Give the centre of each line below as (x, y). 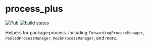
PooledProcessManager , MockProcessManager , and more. (61, 38)
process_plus (34, 9)
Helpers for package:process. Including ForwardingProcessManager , (75, 32)
